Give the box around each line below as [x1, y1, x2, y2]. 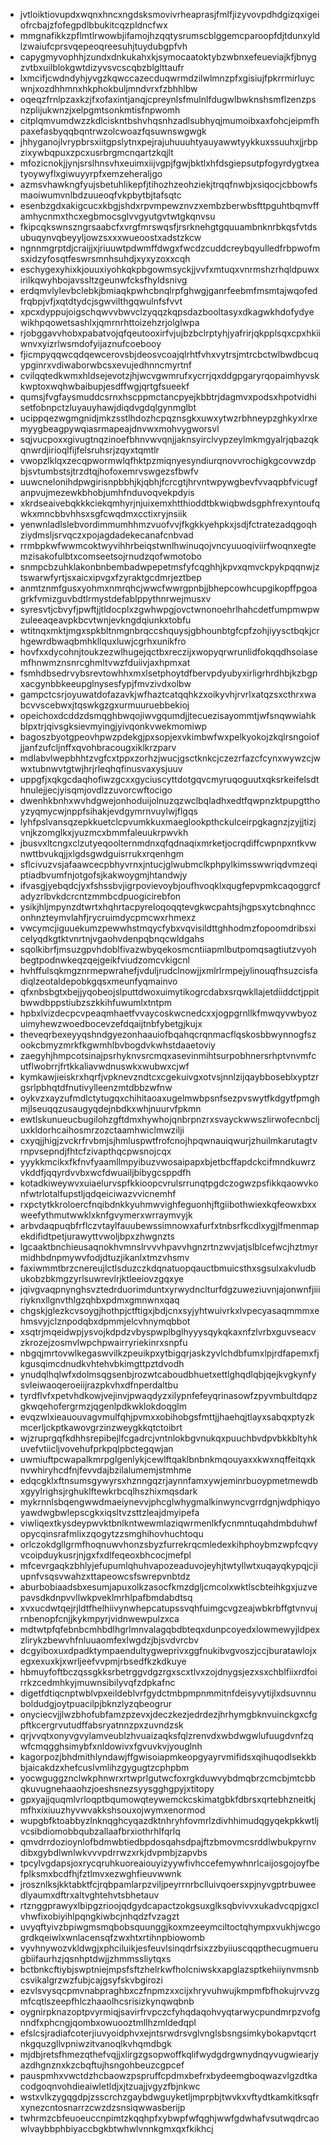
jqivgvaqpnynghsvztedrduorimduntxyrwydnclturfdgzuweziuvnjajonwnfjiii [19, 1284, 321, 1295]
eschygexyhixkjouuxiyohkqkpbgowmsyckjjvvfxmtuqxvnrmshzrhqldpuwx [19, 264, 320, 275]
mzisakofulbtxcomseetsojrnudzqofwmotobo [19, 550, 202, 562]
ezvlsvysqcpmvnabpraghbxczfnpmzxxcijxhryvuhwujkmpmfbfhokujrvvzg [19, 1985, 320, 1996]
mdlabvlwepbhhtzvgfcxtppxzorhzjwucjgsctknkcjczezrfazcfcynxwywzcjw [19, 752, 321, 764]
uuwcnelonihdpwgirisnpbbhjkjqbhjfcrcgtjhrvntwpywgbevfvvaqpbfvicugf [19, 476, 318, 488]
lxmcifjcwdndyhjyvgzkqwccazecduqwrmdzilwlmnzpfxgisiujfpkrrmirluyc [19, 72, 315, 84]
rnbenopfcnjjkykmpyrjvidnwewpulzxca [19, 1613, 180, 1624]
